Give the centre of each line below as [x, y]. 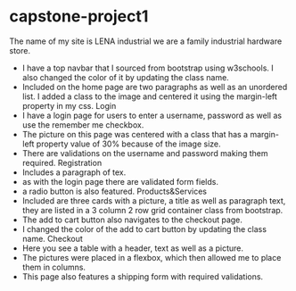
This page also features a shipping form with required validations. [143, 276]
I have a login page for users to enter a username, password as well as [152, 115]
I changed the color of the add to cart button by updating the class [144, 229]
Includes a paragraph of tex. [74, 172]
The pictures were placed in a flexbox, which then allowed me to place [152, 257]
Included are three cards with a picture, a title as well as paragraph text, [154, 200]
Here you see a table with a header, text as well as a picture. [132, 248]
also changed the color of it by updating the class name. [125, 77]
